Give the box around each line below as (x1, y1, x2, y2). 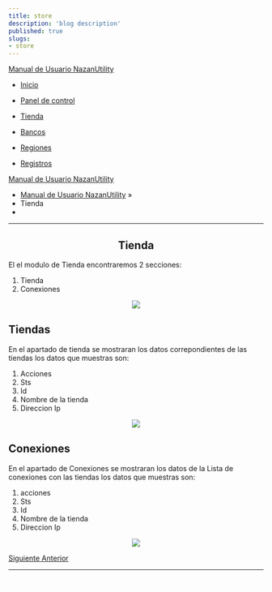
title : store (8, 11, 53, 20)
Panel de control (19, 96, 75, 105)
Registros (19, 159, 53, 169)
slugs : (8, 34, 31, 43)
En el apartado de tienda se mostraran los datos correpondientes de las (8, 344, 248, 354)
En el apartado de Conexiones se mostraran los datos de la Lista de (8, 463, 234, 473)
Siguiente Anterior (8, 553, 69, 563)
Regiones (19, 143, 52, 152)
